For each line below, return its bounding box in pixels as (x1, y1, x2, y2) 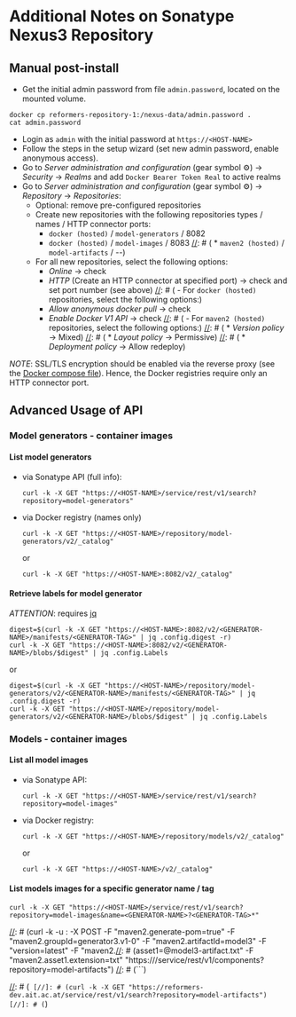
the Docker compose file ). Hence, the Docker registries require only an (9, 368, 268, 378)
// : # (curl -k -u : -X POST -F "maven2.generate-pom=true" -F (9, 926, 236, 937)
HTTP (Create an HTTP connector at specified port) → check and (48, 275, 288, 286)
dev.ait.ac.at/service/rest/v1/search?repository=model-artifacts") (9, 991, 268, 1000)
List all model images (9, 754, 89, 765)
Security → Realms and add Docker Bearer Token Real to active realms (21, 171, 282, 182)
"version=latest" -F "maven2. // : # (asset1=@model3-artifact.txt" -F (9, 945, 254, 956)
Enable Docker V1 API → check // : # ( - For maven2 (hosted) (48, 313, 266, 323)
